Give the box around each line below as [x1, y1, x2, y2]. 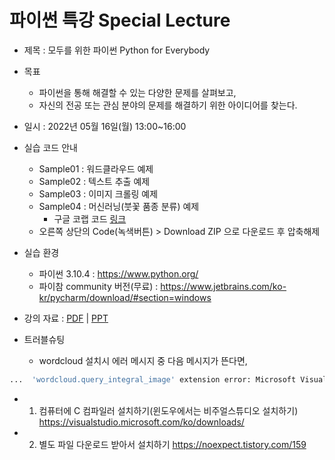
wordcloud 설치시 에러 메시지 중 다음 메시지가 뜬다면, [38, 354, 248, 366]
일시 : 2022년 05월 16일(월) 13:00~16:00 [23, 120, 187, 132]
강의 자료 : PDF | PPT [23, 312, 109, 324]
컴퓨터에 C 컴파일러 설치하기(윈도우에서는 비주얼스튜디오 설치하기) [38, 404, 299, 416]
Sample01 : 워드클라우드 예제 [38, 162, 154, 175]
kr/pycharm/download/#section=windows [38, 291, 212, 303]
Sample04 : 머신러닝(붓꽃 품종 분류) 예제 [38, 200, 200, 212]
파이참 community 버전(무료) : [38, 280, 159, 292]
